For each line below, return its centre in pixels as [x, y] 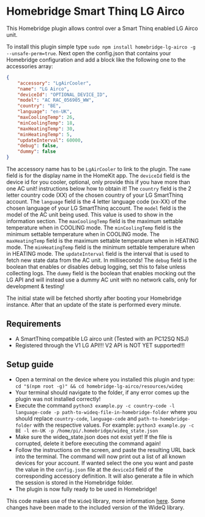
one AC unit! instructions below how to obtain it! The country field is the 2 [99, 189]
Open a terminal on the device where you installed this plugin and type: [105, 379]
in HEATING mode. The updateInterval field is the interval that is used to [98, 254]
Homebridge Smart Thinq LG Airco [95, 11]
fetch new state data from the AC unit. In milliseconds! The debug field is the [102, 260]
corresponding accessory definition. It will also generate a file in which [104, 476]
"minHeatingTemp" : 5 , [45, 134]
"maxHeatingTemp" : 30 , [46, 129]
